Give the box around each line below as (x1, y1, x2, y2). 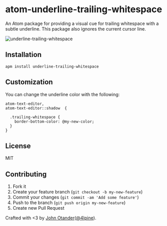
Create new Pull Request (12, 205, 65, 211)
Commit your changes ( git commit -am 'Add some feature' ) (12, 194, 139, 201)
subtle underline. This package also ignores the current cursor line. (5, 25, 146, 32)
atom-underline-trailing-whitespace (5, 4, 162, 15)
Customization (5, 78, 53, 87)
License (5, 142, 31, 150)
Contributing (5, 169, 47, 179)
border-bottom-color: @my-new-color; (14, 119, 95, 124)
